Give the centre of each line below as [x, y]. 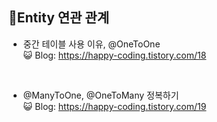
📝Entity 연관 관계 [59, 18]
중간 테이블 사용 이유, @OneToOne [91, 44]
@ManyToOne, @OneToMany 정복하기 [101, 95]
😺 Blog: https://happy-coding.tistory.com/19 [114, 106]
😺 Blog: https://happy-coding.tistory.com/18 [114, 55]
